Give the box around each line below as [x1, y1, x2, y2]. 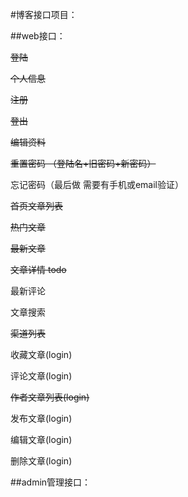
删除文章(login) [10, 455, 73, 467]
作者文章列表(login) [10, 391, 90, 403]
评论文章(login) [10, 370, 73, 382]
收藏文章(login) [10, 349, 73, 360]
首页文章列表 [10, 200, 63, 212]
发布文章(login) [10, 413, 73, 424]
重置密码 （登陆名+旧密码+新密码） [10, 158, 157, 169]
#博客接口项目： [10, 9, 78, 20]
